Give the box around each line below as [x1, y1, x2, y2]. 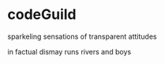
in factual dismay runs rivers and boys [7, 47, 132, 56]
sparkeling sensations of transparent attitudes [7, 32, 157, 41]
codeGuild [7, 6, 77, 24]
